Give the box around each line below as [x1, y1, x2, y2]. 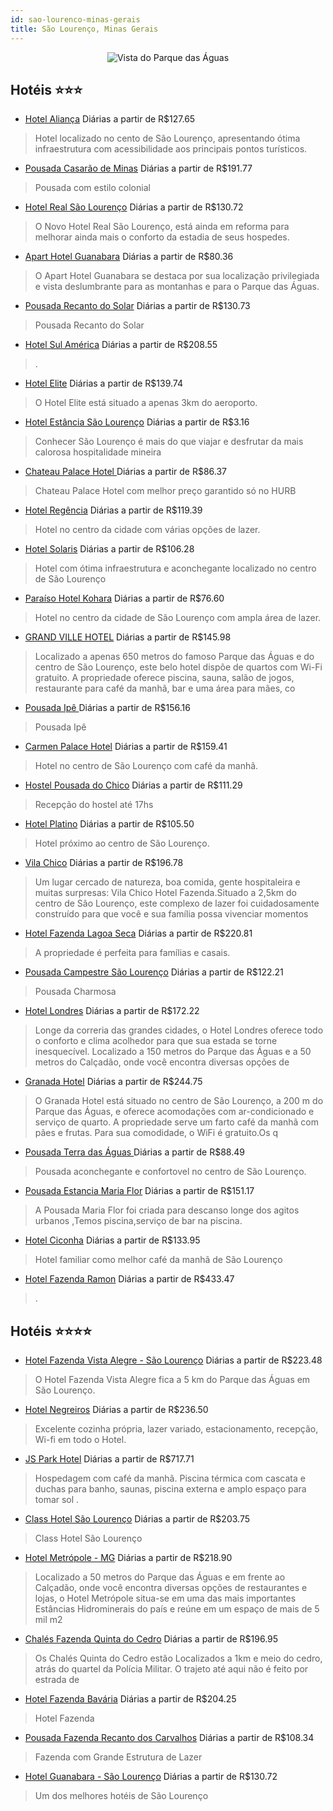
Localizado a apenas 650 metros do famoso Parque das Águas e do [34, 651, 315, 663]
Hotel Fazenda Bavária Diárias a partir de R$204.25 [24, 1693, 237, 1705]
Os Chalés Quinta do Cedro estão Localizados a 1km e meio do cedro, [34, 1652, 323, 1665]
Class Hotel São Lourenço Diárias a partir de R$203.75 [24, 1513, 250, 1525]
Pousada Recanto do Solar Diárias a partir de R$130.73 [24, 300, 251, 312]
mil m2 [34, 1614, 63, 1626]
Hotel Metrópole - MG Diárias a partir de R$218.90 [24, 1552, 233, 1564]
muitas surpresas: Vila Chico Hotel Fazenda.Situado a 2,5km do [34, 887, 297, 899]
